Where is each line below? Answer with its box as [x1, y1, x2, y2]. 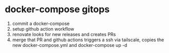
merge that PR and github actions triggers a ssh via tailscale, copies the [12, 37, 164, 43]
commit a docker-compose [12, 20, 70, 26]
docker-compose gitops [5, 4, 110, 15]
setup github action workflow [12, 25, 74, 32]
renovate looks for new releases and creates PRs [12, 31, 116, 37]
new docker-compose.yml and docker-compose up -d [12, 42, 127, 48]
